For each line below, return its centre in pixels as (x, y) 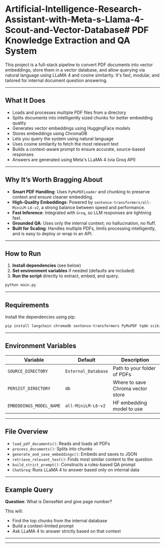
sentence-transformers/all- (123, 202)
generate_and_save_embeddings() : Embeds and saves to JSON (75, 454)
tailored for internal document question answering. (56, 80)
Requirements (27, 305)
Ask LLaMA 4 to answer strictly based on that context (67, 531)
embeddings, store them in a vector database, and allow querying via (75, 70)
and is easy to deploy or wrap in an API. (52, 233)
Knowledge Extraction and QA (68, 41)
